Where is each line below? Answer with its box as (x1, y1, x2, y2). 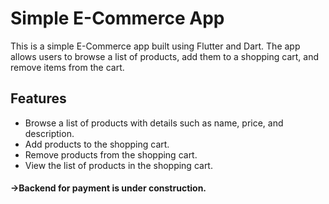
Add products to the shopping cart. (24, 138, 170, 150)
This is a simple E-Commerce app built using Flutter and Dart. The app (10, 40, 301, 52)
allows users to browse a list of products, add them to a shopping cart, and (10, 50, 320, 62)
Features (10, 90, 67, 107)
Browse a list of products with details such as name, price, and (24, 117, 284, 129)
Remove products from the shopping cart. (24, 148, 198, 161)
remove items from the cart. (10, 61, 125, 73)
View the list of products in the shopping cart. (24, 159, 213, 171)
